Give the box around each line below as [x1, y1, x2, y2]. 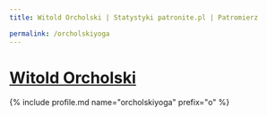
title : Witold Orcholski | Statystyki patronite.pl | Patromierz [9, 12, 258, 22]
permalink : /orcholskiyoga [9, 29, 110, 38]
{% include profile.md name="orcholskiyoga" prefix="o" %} [9, 97, 230, 108]
